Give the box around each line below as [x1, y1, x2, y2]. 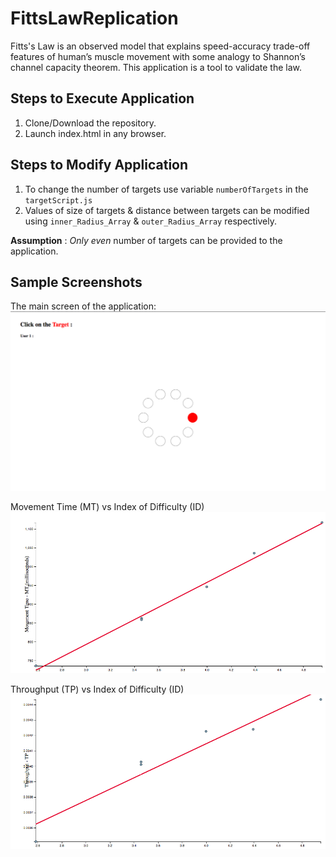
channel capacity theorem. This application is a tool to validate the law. [10, 61, 302, 73]
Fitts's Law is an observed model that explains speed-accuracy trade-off [10, 40, 311, 52]
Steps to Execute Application [10, 90, 195, 107]
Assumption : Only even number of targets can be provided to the [10, 234, 283, 246]
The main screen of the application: [10, 300, 157, 312]
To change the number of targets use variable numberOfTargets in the [24, 183, 309, 195]
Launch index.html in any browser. [24, 127, 167, 139]
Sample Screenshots [10, 273, 143, 291]
